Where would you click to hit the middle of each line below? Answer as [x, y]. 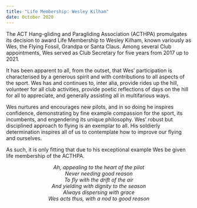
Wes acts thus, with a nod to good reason [99, 199]
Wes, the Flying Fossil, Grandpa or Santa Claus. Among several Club [89, 46]
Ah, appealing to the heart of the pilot [99, 167]
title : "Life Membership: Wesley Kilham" [58, 11]
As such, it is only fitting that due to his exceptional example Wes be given [96, 149]
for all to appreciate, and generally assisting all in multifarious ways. [88, 95]
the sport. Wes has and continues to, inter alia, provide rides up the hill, [92, 82]
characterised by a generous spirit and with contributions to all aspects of [96, 77]
